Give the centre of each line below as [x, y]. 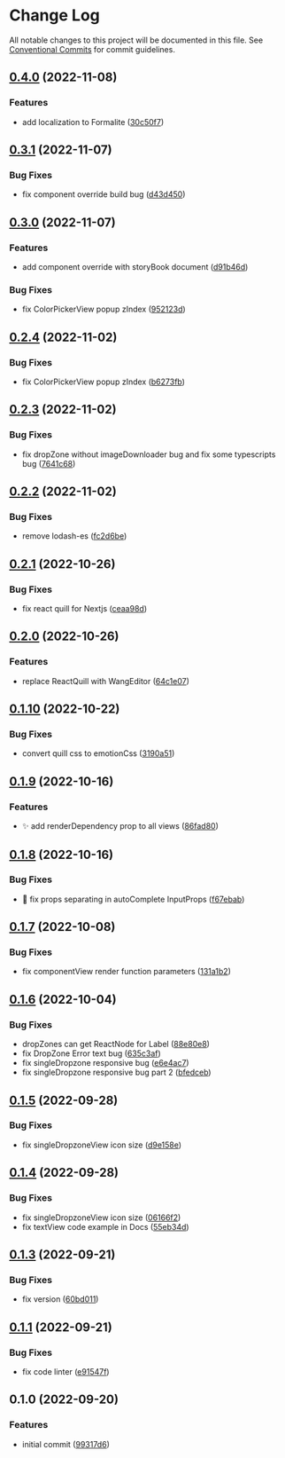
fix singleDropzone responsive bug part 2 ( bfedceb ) [116, 1072]
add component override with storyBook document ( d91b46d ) [135, 267]
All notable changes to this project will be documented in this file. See [136, 40]
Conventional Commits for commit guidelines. [92, 49]
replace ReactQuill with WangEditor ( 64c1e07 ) [106, 681]
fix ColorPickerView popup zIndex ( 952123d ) [104, 309]
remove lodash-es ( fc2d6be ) [74, 536]
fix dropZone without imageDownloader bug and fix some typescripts [149, 454]
